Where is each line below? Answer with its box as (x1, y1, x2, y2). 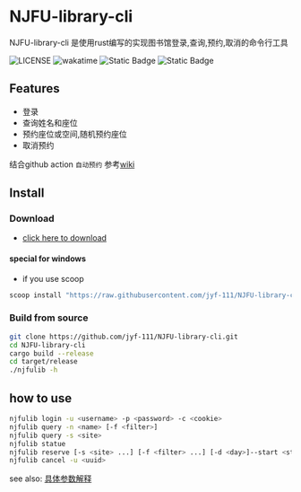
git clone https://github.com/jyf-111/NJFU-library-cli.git (9, 332, 239, 341)
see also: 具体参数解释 (9, 473, 92, 484)
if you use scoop (21, 273, 85, 284)
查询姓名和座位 (21, 117, 78, 127)
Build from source (9, 312, 89, 324)
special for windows (9, 253, 87, 264)
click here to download (21, 233, 107, 243)
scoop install (9, 290, 63, 300)
